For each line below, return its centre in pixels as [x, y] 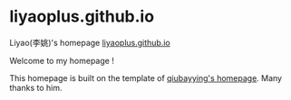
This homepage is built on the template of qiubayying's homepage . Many [146, 77]
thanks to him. [36, 87]
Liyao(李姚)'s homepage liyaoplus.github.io [90, 42]
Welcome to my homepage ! [62, 60]
